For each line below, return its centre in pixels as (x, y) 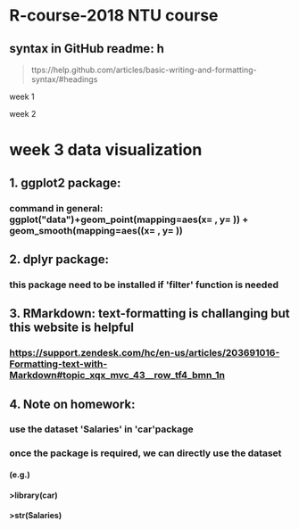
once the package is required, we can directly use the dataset (145, 453)
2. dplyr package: (59, 259)
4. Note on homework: (72, 404)
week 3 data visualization (106, 150)
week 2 (23, 114)
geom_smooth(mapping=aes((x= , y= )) (96, 230)
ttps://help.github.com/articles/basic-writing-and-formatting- (144, 70)
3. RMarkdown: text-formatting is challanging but (149, 314)
